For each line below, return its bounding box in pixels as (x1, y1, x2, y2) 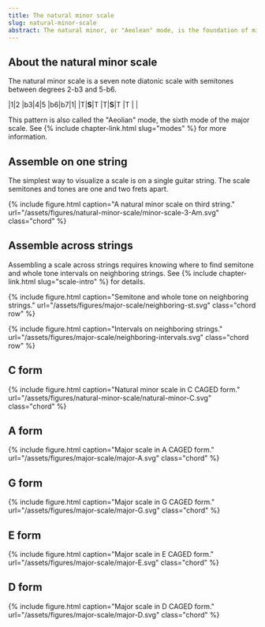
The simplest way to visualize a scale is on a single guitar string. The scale (8, 176, 251, 185)
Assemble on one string (8, 155, 128, 168)
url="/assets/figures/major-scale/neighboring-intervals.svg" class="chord (8, 332, 249, 341)
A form (8, 424, 43, 438)
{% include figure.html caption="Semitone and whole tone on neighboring (8, 292, 249, 301)
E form (8, 528, 42, 542)
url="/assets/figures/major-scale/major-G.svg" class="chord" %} (8, 506, 221, 515)
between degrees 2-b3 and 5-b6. (8, 84, 117, 95)
